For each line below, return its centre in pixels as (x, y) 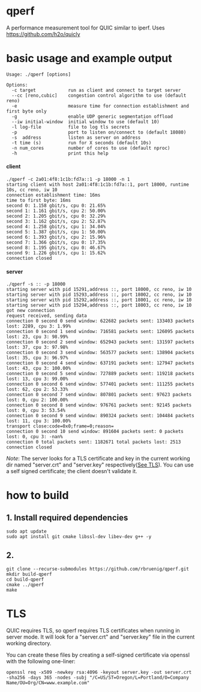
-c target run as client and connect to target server (96, 90)
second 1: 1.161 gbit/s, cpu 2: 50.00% (56, 211)
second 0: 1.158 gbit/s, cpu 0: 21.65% (56, 206)
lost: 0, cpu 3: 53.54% (36, 411)
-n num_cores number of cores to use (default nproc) (91, 148)
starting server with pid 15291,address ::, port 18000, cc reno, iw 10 (99, 290)
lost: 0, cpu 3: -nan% (34, 437)
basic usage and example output (89, 59)
